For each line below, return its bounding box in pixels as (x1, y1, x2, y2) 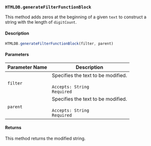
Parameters (5, 51, 29, 57)
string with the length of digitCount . (5, 19, 77, 25)
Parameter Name (7, 64, 47, 71)
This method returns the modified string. (5, 135, 86, 141)
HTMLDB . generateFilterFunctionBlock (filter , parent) (5, 41, 114, 46)
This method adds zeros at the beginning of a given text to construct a (5, 14, 147, 20)
